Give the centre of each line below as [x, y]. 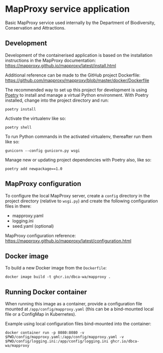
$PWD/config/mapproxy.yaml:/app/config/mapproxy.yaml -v [65, 337]
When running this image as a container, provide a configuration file [74, 304]
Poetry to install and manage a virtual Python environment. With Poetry [77, 95]
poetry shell [18, 127]
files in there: [18, 206]
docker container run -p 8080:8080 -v [45, 333]
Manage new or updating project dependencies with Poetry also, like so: [78, 160]
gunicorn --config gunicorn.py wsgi [42, 151]
